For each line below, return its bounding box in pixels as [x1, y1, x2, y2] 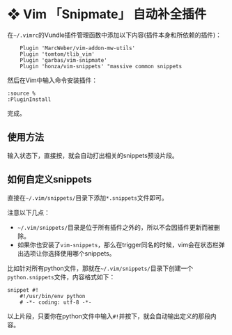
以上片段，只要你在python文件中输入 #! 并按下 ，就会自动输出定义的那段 [7, 311, 211, 320]
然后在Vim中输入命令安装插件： [7, 76, 98, 84]
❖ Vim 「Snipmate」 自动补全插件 [7, 6, 207, 22]
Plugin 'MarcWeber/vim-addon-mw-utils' [20, 45, 136, 52]
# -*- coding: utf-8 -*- [20, 299, 92, 306]
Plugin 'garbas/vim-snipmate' [20, 56, 108, 63]
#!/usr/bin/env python [20, 293, 86, 299]
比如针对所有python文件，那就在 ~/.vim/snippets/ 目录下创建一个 [7, 264, 194, 272]
